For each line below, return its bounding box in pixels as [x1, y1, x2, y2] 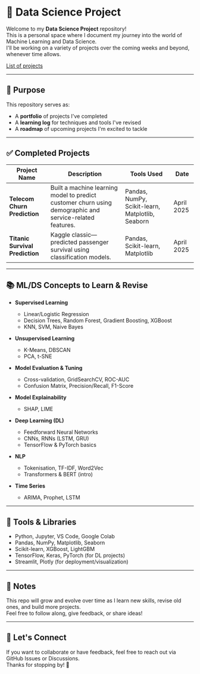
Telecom [9, 194, 35, 203]
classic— [71, 230, 97, 238]
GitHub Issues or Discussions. [6, 654, 80, 662]
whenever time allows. [6, 50, 61, 57]
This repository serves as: [6, 101, 70, 108]
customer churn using [50, 198, 112, 207]
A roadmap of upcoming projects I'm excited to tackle [14, 125, 148, 132]
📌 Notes [6, 581, 36, 591]
